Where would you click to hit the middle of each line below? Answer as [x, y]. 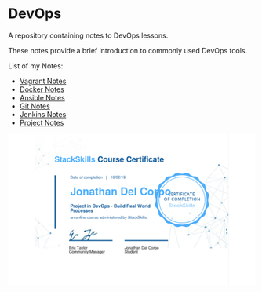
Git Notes [35, 106]
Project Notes [42, 122]
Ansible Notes [42, 97]
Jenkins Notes [43, 114]
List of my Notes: [36, 66]
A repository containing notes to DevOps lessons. [88, 35]
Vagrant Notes [43, 81]
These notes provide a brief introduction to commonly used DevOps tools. [128, 50]
